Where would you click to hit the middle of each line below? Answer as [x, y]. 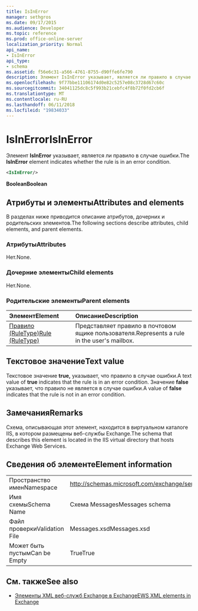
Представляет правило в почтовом [126, 326]
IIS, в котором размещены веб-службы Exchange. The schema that [89, 433]
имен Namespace [33, 488]
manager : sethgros [29, 17]
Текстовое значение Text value [65, 361]
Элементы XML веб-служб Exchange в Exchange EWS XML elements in [103, 596]
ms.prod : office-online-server [44, 39]
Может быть [27, 546]
